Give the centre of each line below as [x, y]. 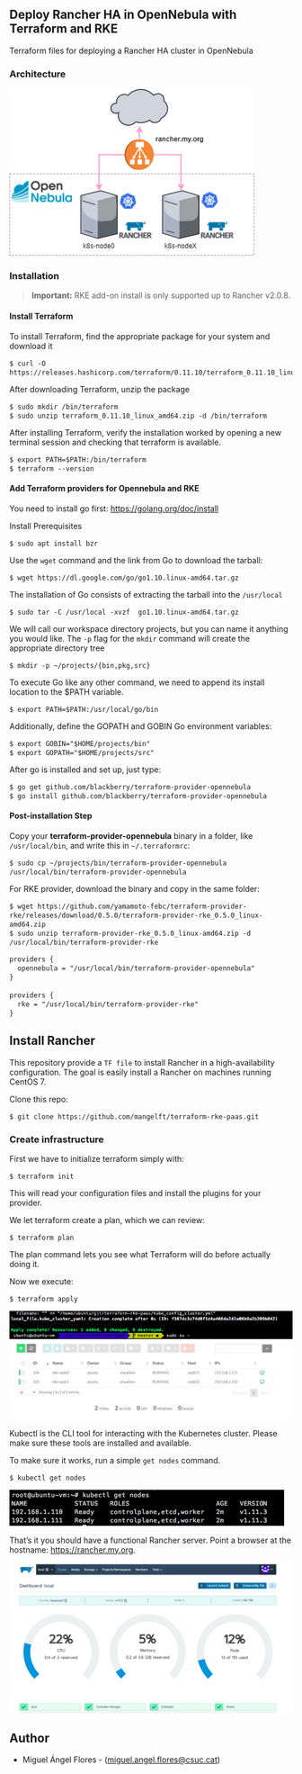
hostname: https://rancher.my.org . [73, 1549]
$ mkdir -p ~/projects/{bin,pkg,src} [80, 665]
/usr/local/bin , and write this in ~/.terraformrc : [100, 846]
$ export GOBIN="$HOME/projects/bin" [80, 743]
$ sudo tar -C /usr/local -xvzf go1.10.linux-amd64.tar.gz [124, 612]
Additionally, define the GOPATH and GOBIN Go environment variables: [141, 726]
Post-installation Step [51, 816]
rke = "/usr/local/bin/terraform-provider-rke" [108, 1004]
